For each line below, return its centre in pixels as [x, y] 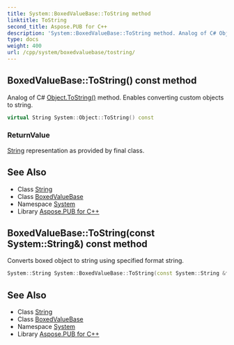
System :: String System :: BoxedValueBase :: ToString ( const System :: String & [117, 273]
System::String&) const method [77, 244]
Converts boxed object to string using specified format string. [96, 261]
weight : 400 [24, 46]
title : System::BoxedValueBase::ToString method [79, 14]
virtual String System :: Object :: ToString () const [81, 118]
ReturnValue [29, 135]
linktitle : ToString [37, 20]
